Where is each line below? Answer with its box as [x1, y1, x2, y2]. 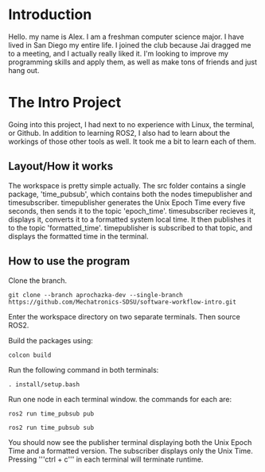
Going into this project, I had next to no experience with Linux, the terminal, [8, 119, 255, 129]
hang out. [8, 65, 40, 75]
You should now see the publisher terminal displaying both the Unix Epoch [8, 437, 252, 447]
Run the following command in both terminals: [8, 365, 159, 374]
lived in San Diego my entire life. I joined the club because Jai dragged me [8, 40, 251, 49]
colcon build [8, 351, 52, 359]
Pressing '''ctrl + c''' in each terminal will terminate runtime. [8, 455, 204, 464]
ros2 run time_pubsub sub [8, 424, 94, 431]
